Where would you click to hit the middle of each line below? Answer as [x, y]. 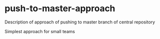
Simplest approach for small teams [40, 31]
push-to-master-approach [60, 9]
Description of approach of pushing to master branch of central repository [80, 22]
